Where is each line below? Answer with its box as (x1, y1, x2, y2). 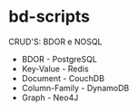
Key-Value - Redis (21, 63, 89, 74)
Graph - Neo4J (21, 92, 79, 103)
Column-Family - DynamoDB (21, 82, 130, 93)
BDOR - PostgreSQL (21, 53, 97, 64)
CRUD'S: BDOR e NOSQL (8, 36, 103, 47)
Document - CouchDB (21, 72, 105, 83)
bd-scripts (8, 6, 91, 27)
